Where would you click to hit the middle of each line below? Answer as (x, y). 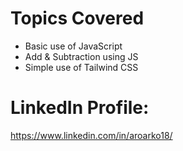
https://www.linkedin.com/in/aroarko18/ (91, 135)
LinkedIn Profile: (80, 108)
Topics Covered (77, 18)
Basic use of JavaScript (73, 46)
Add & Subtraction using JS (81, 56)
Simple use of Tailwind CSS (81, 67)
